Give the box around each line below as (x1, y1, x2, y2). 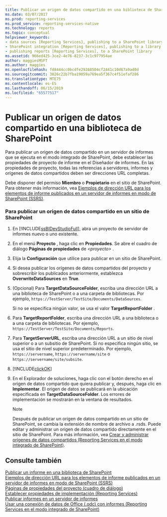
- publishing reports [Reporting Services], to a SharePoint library (5, 49, 153, 54)
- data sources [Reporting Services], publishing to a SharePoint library (5, 40, 164, 45)
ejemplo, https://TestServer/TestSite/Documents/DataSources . (12, 296, 142, 302)
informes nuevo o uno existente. (12, 231, 79, 237)
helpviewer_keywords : (5, 35, 50, 40)
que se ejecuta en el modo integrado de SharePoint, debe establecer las (5, 154, 153, 160)
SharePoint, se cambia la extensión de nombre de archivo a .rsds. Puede (12, 421, 162, 427)
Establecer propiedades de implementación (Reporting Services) (5, 491, 138, 497)
